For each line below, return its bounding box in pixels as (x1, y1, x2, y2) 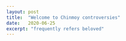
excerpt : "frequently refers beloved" (6, 25, 104, 32)
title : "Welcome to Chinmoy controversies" (6, 14, 121, 20)
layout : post (6, 8, 39, 15)
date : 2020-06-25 (6, 20, 56, 26)
